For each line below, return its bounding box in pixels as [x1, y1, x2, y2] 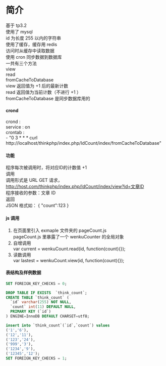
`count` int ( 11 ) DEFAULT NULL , [10, 304, 76, 309]
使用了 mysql [6, 28, 33, 34]
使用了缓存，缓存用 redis [6, 41, 58, 47]
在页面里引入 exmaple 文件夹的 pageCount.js [13, 227, 107, 233]
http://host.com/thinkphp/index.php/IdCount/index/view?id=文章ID [6, 183, 144, 190]
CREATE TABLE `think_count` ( [6, 295, 70, 300]
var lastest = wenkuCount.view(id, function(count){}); [13, 257, 125, 263]
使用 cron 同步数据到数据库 [6, 54, 62, 60]
